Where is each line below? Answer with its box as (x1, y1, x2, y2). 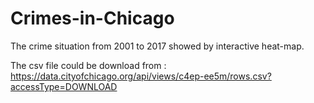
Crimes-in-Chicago (10, 7, 175, 30)
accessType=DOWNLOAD (10, 80, 118, 92)
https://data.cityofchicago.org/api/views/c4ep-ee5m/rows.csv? (10, 70, 272, 82)
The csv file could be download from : (10, 59, 167, 71)
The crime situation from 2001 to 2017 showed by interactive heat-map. (10, 40, 305, 52)
